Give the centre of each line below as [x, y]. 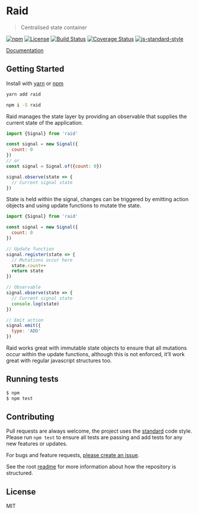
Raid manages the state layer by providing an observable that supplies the [97, 116]
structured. [20, 473]
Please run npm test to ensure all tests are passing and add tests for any [94, 437]
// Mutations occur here [42, 260]
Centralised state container [54, 27]
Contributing [30, 417]
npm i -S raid [24, 105]
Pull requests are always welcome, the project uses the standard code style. [99, 431]
